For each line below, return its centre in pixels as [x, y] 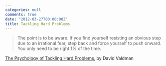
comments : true [21, 14]
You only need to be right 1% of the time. [59, 48]
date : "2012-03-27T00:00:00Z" [37, 19]
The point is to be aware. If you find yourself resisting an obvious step [89, 38]
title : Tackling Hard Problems [38, 24]
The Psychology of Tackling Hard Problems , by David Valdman [69, 58]
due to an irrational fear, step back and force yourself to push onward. [89, 43]
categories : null [23, 10]
